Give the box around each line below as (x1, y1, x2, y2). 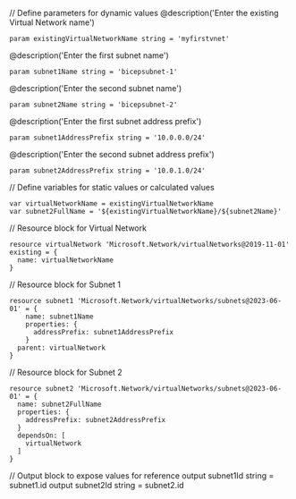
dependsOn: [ (17, 431, 66, 440)
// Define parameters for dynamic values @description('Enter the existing (9, 8, 279, 18)
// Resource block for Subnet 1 (9, 279, 122, 290)
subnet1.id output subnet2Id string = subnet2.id (9, 480, 185, 490)
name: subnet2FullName (17, 400, 102, 409)
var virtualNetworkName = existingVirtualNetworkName (9, 199, 215, 208)
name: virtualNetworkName (17, 256, 114, 265)
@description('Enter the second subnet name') (9, 83, 182, 93)
